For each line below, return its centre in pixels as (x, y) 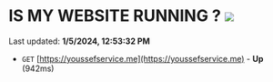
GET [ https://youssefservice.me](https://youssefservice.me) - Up (142, 58)
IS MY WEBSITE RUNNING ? (115, 16)
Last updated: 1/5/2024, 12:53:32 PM (80, 41)
